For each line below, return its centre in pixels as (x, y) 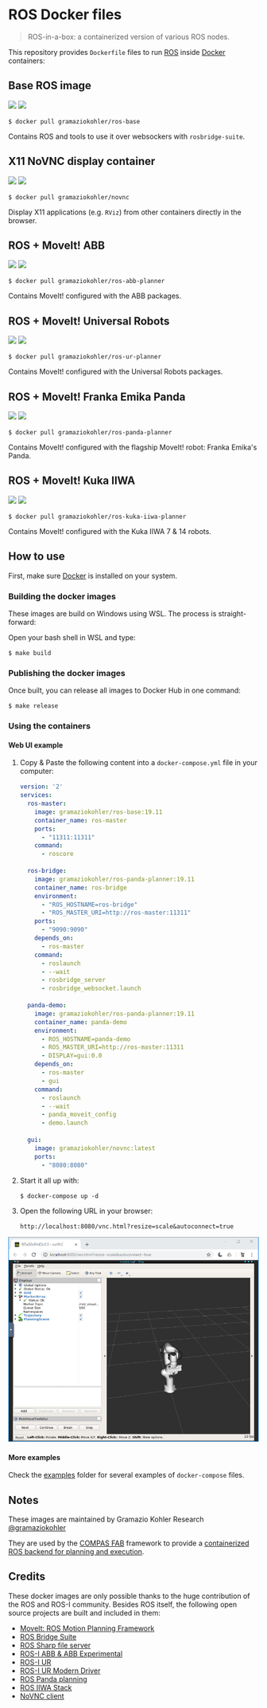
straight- (232, 613)
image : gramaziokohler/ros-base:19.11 (99, 812)
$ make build (30, 653)
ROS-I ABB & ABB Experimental (71, 1653)
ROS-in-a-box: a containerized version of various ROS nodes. (129, 37)
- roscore (57, 854)
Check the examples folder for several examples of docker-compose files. (126, 1475)
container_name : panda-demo (81, 1022)
